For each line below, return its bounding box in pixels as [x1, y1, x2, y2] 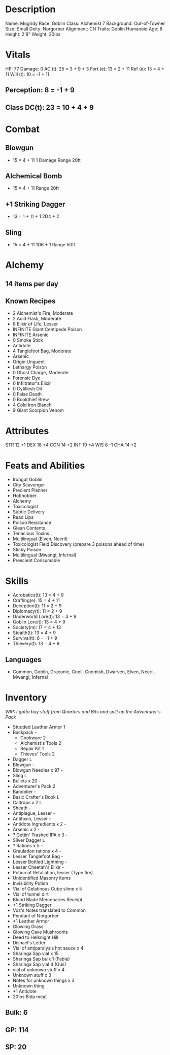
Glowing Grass [12, 924, 44, 930]
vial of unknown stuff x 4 [12, 967, 65, 973]
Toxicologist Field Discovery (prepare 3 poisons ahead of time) [12, 541, 145, 547]
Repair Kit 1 [20, 745, 44, 752]
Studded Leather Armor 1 [12, 724, 65, 730]
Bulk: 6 [5, 1008, 28, 1017]
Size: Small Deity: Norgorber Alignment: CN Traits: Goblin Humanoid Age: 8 [5, 25, 163, 31]
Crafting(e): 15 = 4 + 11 [12, 598, 60, 604]
